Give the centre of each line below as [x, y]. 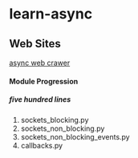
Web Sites [35, 44]
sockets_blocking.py [55, 120]
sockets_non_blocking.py [63, 128]
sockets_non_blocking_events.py [75, 136]
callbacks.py [42, 145]
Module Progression [44, 81]
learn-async [51, 14]
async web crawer [40, 63]
